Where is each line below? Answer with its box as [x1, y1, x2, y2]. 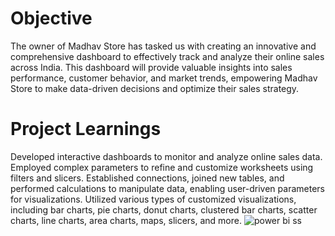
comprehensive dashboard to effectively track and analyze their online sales [10, 50, 325, 62]
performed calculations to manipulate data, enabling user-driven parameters [10, 182, 325, 194]
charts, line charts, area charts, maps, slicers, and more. [10, 214, 242, 226]
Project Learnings [10, 118, 162, 141]
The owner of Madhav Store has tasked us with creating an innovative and [10, 40, 317, 52]
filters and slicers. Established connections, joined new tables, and [10, 172, 285, 184]
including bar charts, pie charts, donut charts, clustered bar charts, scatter [10, 203, 318, 216]
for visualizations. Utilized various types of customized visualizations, [10, 193, 297, 205]
